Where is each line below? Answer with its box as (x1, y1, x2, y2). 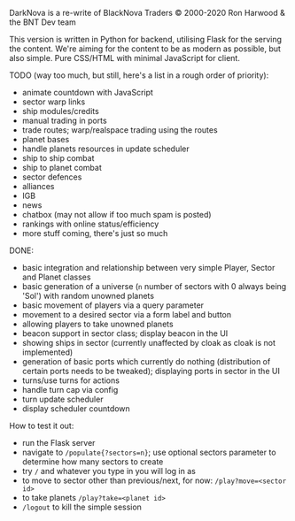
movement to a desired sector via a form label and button (21, 310, 232, 319)
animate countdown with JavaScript (21, 88, 153, 97)
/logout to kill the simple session (21, 502, 142, 512)
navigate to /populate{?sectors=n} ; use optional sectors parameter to (21, 447, 276, 457)
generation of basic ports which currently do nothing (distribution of (21, 356, 271, 366)
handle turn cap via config (21, 385, 119, 395)
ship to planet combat (21, 163, 102, 172)
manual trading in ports (21, 115, 108, 126)
